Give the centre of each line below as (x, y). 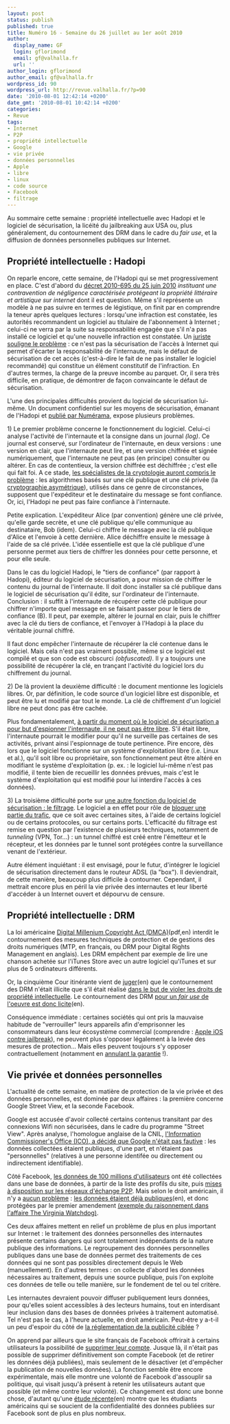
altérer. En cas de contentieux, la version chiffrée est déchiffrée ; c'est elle (112, 465)
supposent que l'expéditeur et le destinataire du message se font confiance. (115, 494)
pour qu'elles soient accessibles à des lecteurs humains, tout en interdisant (114, 1305)
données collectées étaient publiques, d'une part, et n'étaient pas (100, 1149)
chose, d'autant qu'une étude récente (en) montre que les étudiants (102, 1399)
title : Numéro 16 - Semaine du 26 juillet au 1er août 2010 (95, 33)
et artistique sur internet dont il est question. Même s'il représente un (105, 300)
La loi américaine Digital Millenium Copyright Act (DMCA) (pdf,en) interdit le (113, 932)
